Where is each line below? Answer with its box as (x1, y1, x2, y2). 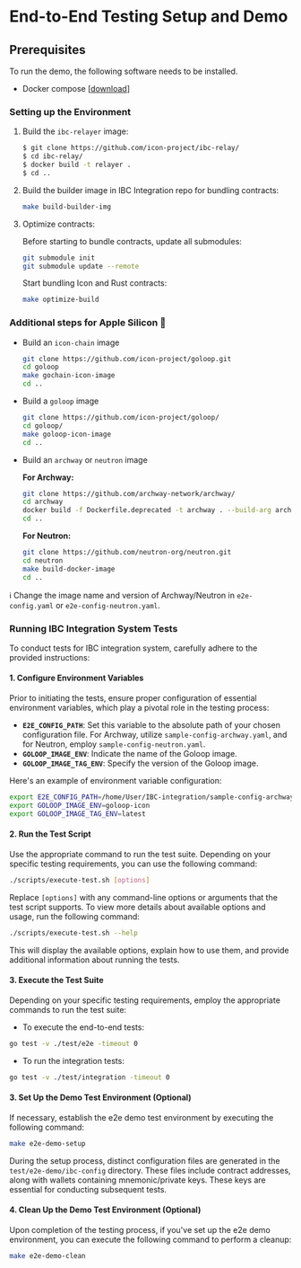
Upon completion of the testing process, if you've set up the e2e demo (9, 1224, 271, 1235)
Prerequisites (9, 42, 86, 58)
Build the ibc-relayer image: (21, 126, 129, 137)
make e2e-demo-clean (9, 1251, 87, 1260)
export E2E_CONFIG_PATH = (9, 793, 102, 802)
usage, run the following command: (9, 910, 141, 922)
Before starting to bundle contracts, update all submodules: (21, 235, 242, 246)
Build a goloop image (21, 395, 99, 406)
